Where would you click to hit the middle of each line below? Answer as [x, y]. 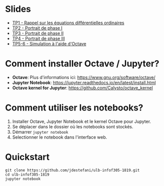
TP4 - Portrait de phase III [38, 38]
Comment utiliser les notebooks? [74, 108]
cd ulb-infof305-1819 [27, 174]
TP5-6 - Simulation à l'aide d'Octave [49, 43]
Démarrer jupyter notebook [40, 132]
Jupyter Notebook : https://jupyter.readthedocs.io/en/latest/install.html [84, 82]
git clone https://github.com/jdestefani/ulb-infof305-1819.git [72, 170]
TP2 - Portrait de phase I [37, 28]
